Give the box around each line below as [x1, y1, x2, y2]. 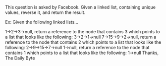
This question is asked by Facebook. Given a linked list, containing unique [5, 4, 156, 10]
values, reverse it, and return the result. [5, 9, 86, 15]
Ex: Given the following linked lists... [5, 19, 78, 25]
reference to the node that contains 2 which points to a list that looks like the [5, 39, 162, 45]
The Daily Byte [5, 55, 35, 61]
